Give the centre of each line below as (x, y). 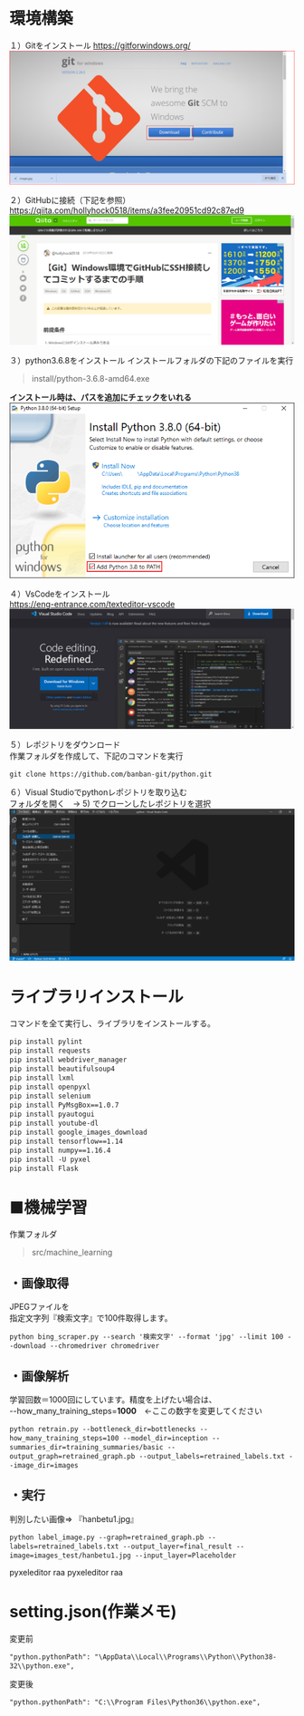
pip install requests (50, 1051)
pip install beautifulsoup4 (62, 1069)
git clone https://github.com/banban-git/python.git (111, 774)
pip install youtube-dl (54, 1124)
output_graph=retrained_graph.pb (72, 1457)
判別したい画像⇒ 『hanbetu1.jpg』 (74, 1518)
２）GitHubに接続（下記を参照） (70, 199)
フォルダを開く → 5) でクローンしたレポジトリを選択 (110, 803)
